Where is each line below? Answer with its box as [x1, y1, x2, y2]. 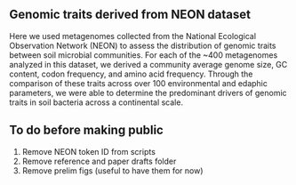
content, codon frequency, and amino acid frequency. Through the [9, 68, 253, 79]
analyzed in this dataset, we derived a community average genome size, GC [9, 59, 288, 69]
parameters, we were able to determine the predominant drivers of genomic [9, 87, 287, 98]
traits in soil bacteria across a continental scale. [9, 97, 184, 108]
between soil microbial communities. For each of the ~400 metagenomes [9, 49, 278, 60]
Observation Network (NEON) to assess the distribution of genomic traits [9, 40, 276, 51]
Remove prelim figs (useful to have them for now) [21, 165, 204, 176]
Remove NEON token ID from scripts [21, 146, 156, 157]
